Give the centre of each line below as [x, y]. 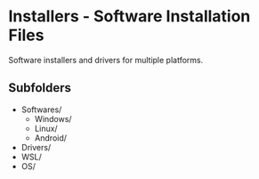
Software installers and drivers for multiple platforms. [106, 60]
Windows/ [53, 118]
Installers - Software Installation [129, 16]
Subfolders [40, 88]
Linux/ [46, 128]
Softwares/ [41, 110]
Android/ [51, 138]
